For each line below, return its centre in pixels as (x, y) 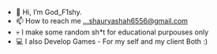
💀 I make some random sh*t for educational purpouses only (112, 32)
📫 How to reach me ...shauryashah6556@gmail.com (101, 21)
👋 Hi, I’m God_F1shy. (49, 12)
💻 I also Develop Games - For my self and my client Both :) (112, 41)
